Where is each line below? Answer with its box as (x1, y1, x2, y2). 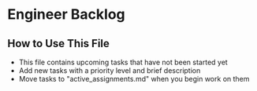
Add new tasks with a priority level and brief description (18, 66, 201, 75)
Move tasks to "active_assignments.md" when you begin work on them (18, 75, 250, 83)
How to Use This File (7, 37, 110, 50)
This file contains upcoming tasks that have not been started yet (18, 57, 228, 67)
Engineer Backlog (7, 5, 125, 24)
